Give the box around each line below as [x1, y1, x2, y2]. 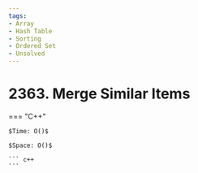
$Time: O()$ [8, 127, 49, 135]
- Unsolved [8, 50, 45, 58]
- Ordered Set [8, 42, 57, 50]
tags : [8, 11, 27, 20]
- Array [8, 19, 35, 28]
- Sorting [8, 34, 42, 43]
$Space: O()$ [8, 141, 53, 149]
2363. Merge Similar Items [8, 84, 191, 103]
